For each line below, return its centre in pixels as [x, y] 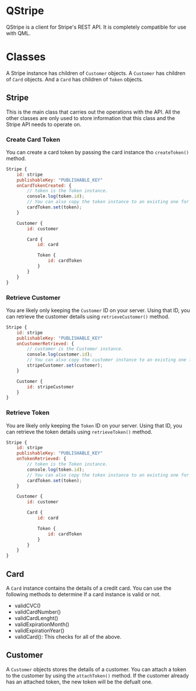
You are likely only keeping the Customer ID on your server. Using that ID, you [98, 310]
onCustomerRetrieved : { [45, 344]
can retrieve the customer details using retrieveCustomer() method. [88, 316]
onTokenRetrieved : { [41, 459]
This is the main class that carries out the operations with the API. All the [93, 112]
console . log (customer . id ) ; [60, 355]
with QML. [18, 33]
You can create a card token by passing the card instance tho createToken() [98, 152]
